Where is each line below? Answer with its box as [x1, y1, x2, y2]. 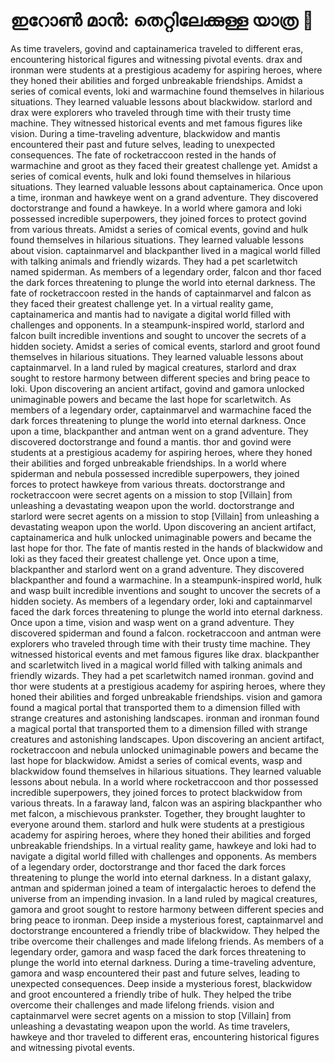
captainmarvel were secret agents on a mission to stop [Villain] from [10, 1009, 292, 1021]
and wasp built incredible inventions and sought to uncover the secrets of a [10, 584, 321, 596]
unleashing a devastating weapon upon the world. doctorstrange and [10, 499, 295, 511]
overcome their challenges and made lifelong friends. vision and [10, 999, 275, 1011]
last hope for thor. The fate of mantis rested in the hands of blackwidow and [10, 542, 323, 554]
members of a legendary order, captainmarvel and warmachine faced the [10, 404, 312, 416]
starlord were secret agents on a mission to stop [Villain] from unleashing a [10, 510, 320, 522]
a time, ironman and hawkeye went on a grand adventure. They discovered [10, 191, 319, 203]
